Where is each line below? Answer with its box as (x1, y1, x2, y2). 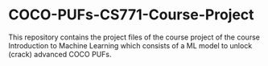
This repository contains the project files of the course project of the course (8, 32, 260, 42)
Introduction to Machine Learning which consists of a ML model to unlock (8, 40, 253, 50)
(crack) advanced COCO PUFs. (8, 49, 112, 59)
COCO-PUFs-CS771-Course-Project (8, 6, 255, 24)
